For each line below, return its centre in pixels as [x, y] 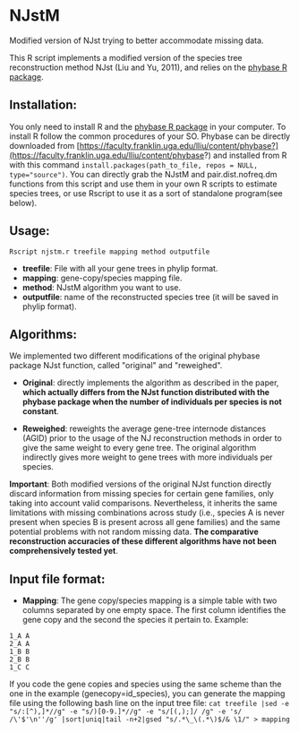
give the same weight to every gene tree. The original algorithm [139, 448]
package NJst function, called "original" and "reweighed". [116, 366]
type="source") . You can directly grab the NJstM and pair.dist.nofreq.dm [143, 174]
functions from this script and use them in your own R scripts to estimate [143, 184]
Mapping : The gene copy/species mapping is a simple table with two [149, 600]
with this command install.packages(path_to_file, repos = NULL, [133, 164]
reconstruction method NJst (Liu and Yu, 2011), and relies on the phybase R [149, 67]
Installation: [43, 105]
